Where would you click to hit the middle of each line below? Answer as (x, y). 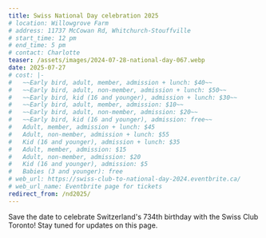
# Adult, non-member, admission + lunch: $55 (89, 134)
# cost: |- (26, 75)
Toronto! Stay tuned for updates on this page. (83, 225)
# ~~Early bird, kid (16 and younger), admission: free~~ (111, 120)
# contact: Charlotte (44, 53)
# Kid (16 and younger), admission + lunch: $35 (94, 142)
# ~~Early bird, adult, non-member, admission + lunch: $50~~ (117, 90)
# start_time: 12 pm (43, 38)
